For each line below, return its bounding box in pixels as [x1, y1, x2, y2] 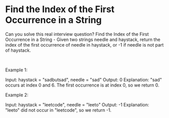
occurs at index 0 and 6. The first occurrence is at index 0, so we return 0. [5, 82, 160, 88]
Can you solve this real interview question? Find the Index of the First [5, 31, 149, 37]
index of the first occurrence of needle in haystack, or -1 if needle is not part [5, 42, 164, 48]
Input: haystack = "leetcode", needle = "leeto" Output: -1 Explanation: [5, 101, 149, 107]
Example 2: [5, 92, 29, 98]
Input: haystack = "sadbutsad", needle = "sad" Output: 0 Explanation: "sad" [5, 76, 162, 83]
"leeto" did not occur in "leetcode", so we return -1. [5, 107, 112, 113]
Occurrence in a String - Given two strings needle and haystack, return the [5, 36, 160, 43]
